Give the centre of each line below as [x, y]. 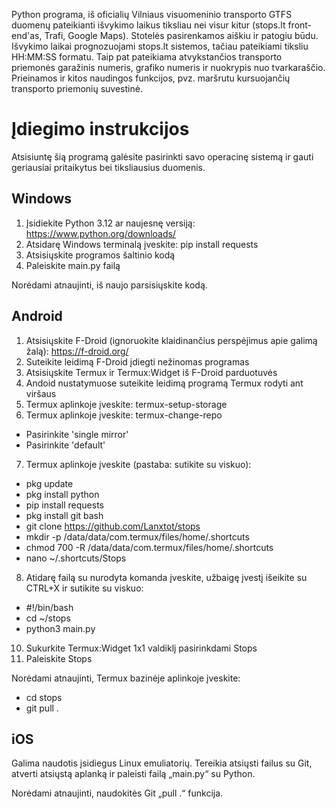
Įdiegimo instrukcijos [100, 129]
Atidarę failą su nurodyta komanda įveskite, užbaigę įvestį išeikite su [166, 577]
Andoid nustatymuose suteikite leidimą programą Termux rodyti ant [164, 383]
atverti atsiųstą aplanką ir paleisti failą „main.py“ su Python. [133, 774]
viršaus [41, 393]
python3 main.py [60, 628]
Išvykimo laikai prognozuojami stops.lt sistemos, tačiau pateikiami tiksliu [160, 46]
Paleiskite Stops [59, 658]
